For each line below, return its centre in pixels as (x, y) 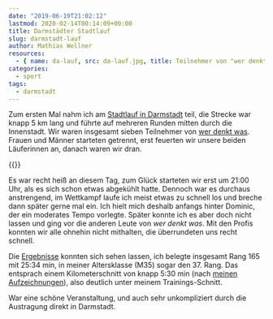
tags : (17, 84)
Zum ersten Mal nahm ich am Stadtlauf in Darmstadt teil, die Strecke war (130, 114)
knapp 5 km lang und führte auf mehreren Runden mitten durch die (121, 123)
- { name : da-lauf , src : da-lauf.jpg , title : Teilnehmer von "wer (130, 62)
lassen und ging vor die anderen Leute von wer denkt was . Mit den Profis (131, 223)
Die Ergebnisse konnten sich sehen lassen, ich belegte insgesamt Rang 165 (134, 256)
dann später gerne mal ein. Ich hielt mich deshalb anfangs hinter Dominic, (132, 206)
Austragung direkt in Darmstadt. (62, 307)
